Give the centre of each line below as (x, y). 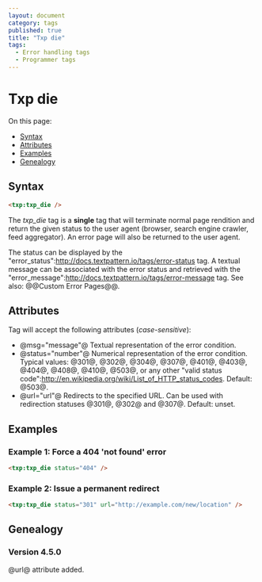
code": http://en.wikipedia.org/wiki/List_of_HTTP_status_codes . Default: (136, 379)
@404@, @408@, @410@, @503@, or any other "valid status (121, 370)
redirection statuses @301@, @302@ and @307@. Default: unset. (127, 404)
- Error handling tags (53, 52)
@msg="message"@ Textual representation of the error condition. (128, 345)
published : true (35, 30)
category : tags (33, 23)
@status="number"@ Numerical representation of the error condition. (133, 354)
